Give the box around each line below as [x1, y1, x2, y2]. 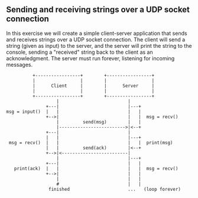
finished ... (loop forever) [48, 186, 181, 192]
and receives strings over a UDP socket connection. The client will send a [6, 35, 186, 43]
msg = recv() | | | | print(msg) [8, 139, 173, 145]
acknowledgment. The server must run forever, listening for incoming [6, 54, 175, 61]
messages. [6, 61, 33, 68]
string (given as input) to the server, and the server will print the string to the [6, 42, 192, 49]
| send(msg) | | [56, 119, 142, 125]
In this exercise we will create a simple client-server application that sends [6, 30, 187, 37]
